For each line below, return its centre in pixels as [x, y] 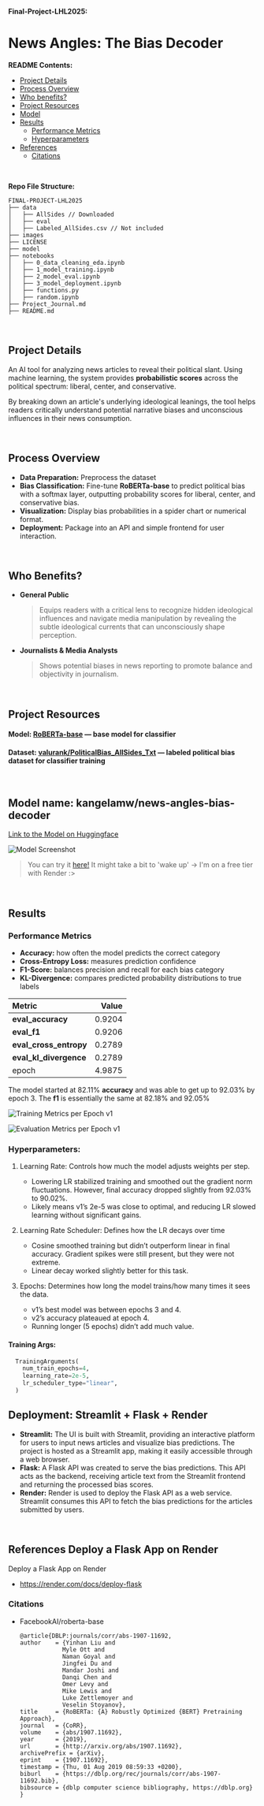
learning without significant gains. [86, 1215]
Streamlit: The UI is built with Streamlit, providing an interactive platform [137, 1434]
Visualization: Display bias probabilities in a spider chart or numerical [133, 511]
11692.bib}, [39, 1781]
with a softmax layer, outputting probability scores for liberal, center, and [138, 494]
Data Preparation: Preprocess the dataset [88, 477]
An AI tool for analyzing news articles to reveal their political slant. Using [125, 369]
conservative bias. [50, 502]
